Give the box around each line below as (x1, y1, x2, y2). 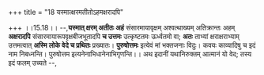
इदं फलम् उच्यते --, (8, 59, 58, 67)
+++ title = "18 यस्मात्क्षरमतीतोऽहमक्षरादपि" (8, 8, 124, 16)
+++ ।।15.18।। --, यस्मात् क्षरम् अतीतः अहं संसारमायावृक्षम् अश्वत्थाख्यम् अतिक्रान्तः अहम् (8, 23, 236, 32)
